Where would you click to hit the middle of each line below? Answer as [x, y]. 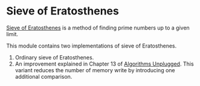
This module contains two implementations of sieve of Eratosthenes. [92, 46]
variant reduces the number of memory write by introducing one [95, 70]
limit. [12, 34]
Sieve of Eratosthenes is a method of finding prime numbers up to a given [98, 28]
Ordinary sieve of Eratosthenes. [54, 57]
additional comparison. [44, 76]
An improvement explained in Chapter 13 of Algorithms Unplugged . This [105, 64]
